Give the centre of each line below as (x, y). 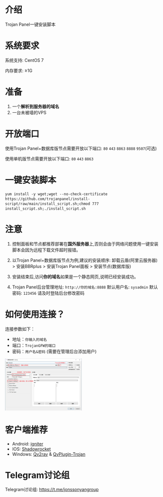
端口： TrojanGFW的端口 (34, 345)
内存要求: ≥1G (19, 71)
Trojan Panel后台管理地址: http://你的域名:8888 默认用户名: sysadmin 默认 (85, 287)
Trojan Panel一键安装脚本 (30, 24)
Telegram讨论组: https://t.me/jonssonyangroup (52, 490)
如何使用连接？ (35, 314)
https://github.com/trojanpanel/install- (48, 199)
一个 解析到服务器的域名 (36, 106)
